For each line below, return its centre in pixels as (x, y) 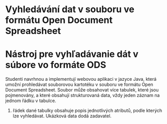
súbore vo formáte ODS (56, 65)
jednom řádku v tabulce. (31, 101)
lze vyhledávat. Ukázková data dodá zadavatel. (62, 116)
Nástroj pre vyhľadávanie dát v (72, 54)
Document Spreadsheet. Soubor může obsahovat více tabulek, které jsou (82, 90)
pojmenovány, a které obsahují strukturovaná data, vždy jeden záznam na (82, 96)
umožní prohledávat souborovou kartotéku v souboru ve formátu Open (79, 84)
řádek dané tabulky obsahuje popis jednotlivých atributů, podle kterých (87, 111)
